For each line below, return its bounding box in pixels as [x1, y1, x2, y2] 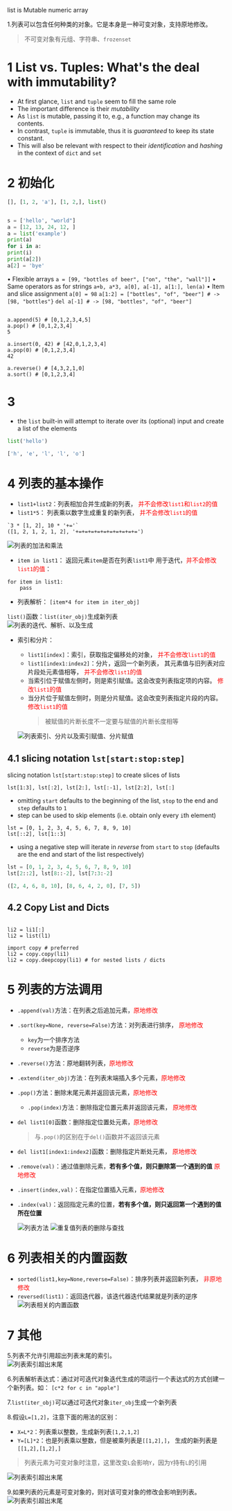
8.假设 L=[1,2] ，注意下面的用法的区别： [7, 1413, 120, 1422]
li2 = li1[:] [7, 926, 45, 933]
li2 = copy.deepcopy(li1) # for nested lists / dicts [7, 957, 166, 963]
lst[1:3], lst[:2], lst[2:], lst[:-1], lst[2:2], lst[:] [7, 785, 175, 792]
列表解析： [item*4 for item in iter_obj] [17, 597, 140, 606]
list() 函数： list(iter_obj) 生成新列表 [7, 613, 118, 621]
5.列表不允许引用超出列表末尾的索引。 [7, 1352, 116, 1360]
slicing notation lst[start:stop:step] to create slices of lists [7, 771, 180, 779]
